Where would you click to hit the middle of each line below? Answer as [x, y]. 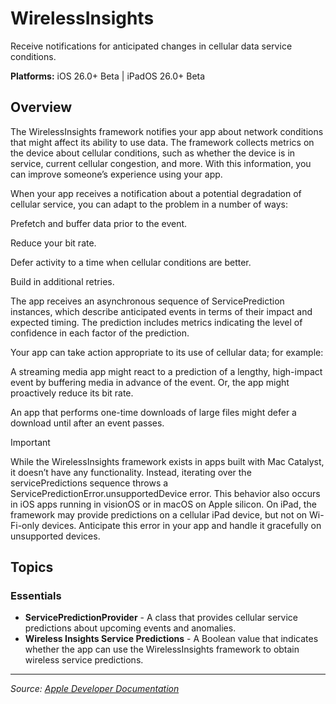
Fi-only [25, 525]
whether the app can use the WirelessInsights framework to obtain [162, 649]
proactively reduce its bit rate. [72, 393]
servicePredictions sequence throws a [89, 483]
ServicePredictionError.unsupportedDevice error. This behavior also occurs [165, 493]
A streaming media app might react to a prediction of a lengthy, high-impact [166, 371]
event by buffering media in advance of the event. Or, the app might [150, 382]
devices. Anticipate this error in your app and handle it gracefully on [181, 525]
